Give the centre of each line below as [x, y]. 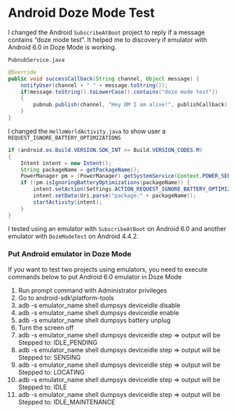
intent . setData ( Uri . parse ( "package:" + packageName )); [115, 196]
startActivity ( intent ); [68, 202]
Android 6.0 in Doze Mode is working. [62, 47]
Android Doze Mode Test [81, 13]
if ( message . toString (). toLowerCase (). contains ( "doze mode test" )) [119, 92]
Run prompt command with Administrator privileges [92, 290]
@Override [22, 72]
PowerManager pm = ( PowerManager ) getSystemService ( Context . [111, 176]
